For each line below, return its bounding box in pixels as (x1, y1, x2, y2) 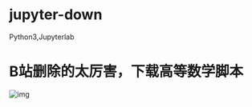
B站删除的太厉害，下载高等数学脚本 (9, 62, 244, 81)
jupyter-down (9, 6, 103, 24)
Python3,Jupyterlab (9, 32, 75, 42)
